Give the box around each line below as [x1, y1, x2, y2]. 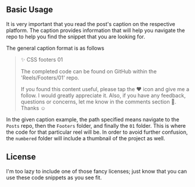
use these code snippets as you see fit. [6, 174, 102, 181]
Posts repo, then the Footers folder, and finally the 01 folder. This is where [6, 122, 186, 129]
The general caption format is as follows [6, 44, 105, 51]
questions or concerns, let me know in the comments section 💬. [20, 98, 177, 105]
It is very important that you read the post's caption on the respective [6, 20, 175, 27]
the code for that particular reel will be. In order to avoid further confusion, [6, 128, 188, 136]
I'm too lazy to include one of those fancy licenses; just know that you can [6, 167, 187, 175]
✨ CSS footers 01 [20, 56, 63, 63]
